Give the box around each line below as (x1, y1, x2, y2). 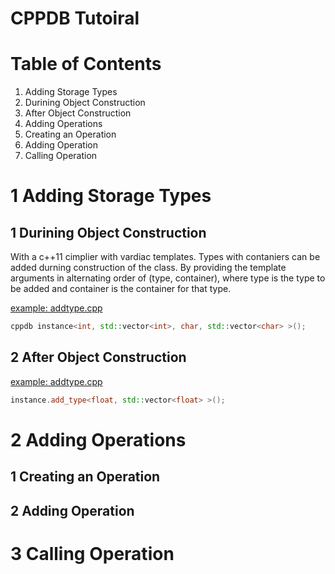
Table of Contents (10, 53, 162, 76)
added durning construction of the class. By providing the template (10, 262, 287, 274)
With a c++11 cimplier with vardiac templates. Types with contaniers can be (10, 251, 321, 263)
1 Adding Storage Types (10, 185, 212, 207)
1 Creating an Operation (10, 468, 161, 486)
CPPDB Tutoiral (10, 7, 140, 30)
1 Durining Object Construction (10, 224, 207, 241)
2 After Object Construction (10, 349, 187, 366)
